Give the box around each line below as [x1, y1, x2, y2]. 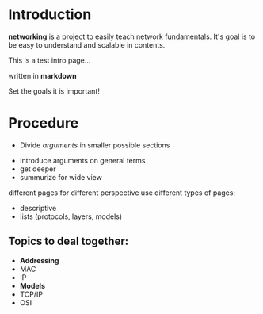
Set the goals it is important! [8, 86, 101, 96]
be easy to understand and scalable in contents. [8, 40, 166, 49]
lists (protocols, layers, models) [19, 212, 123, 221]
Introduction [8, 6, 92, 24]
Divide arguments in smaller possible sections [19, 140, 170, 150]
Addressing [19, 255, 59, 265]
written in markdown [8, 71, 77, 80]
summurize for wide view [19, 172, 103, 182]
